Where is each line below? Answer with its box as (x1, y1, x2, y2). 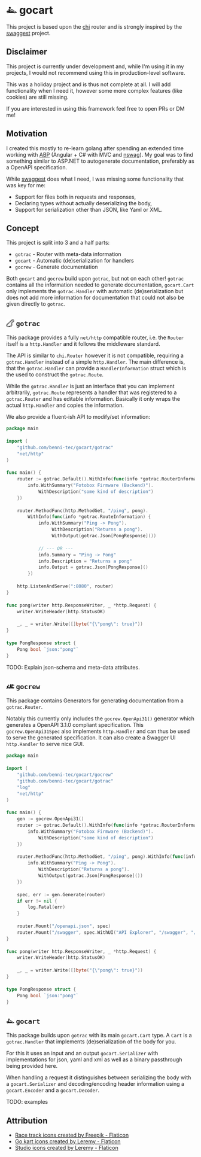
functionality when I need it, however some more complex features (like (6, 87, 182, 94)
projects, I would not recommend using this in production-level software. (6, 69, 185, 76)
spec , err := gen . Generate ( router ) (17, 891, 106, 897)
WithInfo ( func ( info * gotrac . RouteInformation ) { (28, 514, 151, 520)
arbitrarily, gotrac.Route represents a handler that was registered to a (6, 389, 177, 396)
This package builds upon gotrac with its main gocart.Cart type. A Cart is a (6, 1032, 193, 1039)
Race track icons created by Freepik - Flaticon (14, 1131, 129, 1138)
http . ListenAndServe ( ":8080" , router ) (17, 583, 114, 589)
